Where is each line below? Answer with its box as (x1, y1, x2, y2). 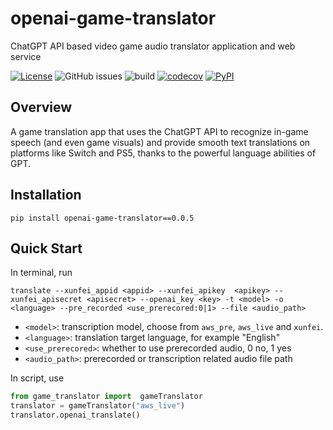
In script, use (10, 372, 65, 384)
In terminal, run (10, 267, 73, 279)
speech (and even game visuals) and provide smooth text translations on (10, 136, 311, 148)
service (10, 50, 42, 62)
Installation (10, 187, 82, 204)
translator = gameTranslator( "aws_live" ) (10, 401, 186, 411)
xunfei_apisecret (10, 295, 83, 305)
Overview (10, 99, 73, 116)
